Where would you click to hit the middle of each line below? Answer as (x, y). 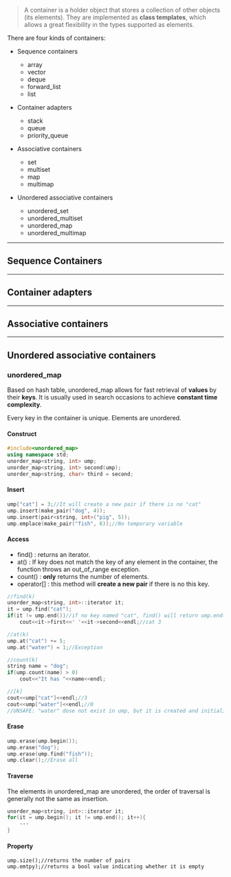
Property (20, 846)
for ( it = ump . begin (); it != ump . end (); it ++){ (77, 818)
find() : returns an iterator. (54, 554)
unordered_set (48, 211)
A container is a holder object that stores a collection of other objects (122, 10)
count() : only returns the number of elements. (83, 576)
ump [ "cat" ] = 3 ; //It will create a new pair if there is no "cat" (104, 504)
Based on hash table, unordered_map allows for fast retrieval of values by (112, 390)
